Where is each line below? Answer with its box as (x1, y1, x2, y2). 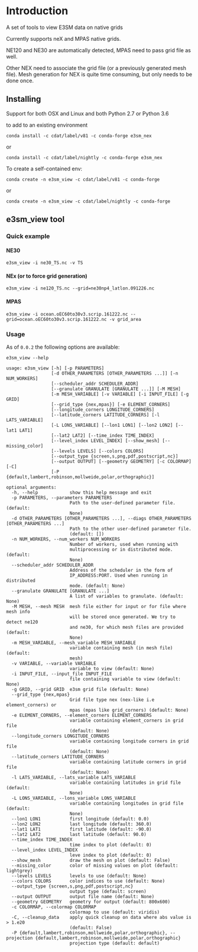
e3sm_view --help (6, 355, 49, 361)
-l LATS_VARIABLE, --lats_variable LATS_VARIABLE (11, 774, 136, 780)
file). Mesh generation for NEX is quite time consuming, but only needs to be (6, 70, 193, 78)
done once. (6, 77, 34, 84)
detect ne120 (6, 619, 38, 625)
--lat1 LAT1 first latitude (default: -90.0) (11, 826, 152, 832)
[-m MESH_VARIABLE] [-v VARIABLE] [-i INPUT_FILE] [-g (51, 391, 189, 397)
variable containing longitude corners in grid (69, 738, 189, 744)
